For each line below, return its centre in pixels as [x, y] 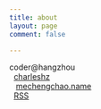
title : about [34, 17]
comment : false [38, 34]
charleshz [32, 77]
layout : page [34, 26]
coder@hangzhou [42, 67]
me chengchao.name [54, 87]
